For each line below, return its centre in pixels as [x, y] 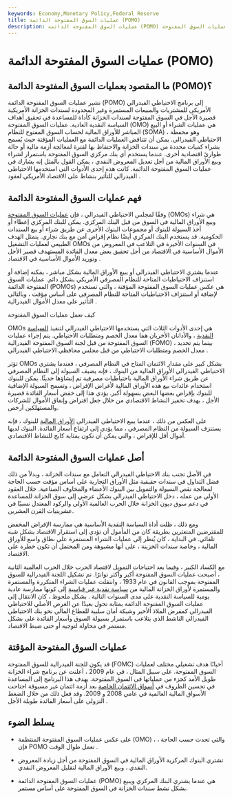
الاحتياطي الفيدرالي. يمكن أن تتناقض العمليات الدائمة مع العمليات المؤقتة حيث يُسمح [115, 140]
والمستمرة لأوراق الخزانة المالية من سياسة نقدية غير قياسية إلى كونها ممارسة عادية [114, 589]
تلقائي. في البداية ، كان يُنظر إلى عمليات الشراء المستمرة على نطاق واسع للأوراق [112, 539]
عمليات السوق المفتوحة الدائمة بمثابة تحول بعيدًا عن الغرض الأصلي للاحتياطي [106, 603]
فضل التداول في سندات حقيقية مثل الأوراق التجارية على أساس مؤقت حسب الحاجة [114, 481]
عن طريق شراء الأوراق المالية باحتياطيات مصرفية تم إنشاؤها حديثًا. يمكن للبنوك [108, 378]
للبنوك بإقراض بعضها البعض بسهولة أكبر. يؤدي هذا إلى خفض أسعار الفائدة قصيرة [110, 393]
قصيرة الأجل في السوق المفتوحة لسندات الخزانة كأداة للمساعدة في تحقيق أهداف [112, 117]
